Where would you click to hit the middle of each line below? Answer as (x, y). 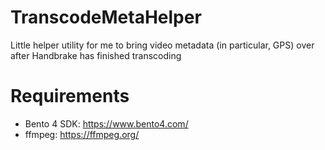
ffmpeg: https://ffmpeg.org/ (82, 134)
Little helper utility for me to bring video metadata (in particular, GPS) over (162, 45)
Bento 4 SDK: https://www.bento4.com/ (106, 123)
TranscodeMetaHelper (106, 17)
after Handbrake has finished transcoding (96, 55)
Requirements (70, 96)
